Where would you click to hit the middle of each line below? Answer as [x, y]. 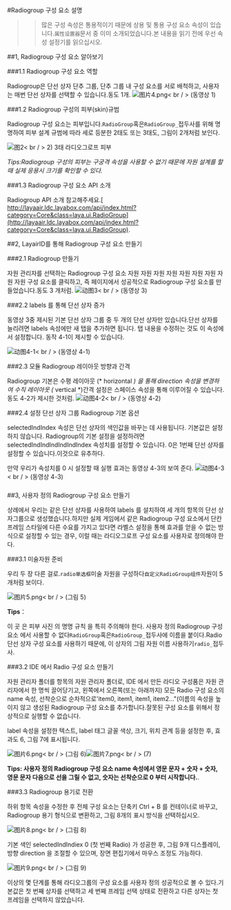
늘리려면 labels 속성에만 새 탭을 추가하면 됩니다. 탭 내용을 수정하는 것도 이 [106, 328]
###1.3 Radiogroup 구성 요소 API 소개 [59, 185]
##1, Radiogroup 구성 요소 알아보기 [55, 57]
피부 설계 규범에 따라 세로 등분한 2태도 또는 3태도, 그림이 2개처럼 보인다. [123, 132]
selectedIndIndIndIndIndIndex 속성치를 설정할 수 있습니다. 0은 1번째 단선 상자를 [116, 445]
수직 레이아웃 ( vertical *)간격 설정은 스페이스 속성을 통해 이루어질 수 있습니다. [119, 389]
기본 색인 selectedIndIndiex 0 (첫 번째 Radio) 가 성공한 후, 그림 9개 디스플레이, [114, 844]
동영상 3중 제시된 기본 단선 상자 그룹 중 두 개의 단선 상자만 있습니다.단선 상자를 [113, 320]
